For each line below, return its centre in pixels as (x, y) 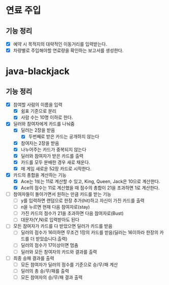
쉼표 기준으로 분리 (38, 111)
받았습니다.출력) (52, 239)
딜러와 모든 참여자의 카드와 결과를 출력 (59, 252)
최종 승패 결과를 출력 (34, 258)
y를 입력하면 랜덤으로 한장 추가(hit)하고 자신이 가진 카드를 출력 (82, 201)
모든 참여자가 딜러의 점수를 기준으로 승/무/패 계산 (69, 264)
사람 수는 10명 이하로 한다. (47, 117)
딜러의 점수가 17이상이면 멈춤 (49, 245)
